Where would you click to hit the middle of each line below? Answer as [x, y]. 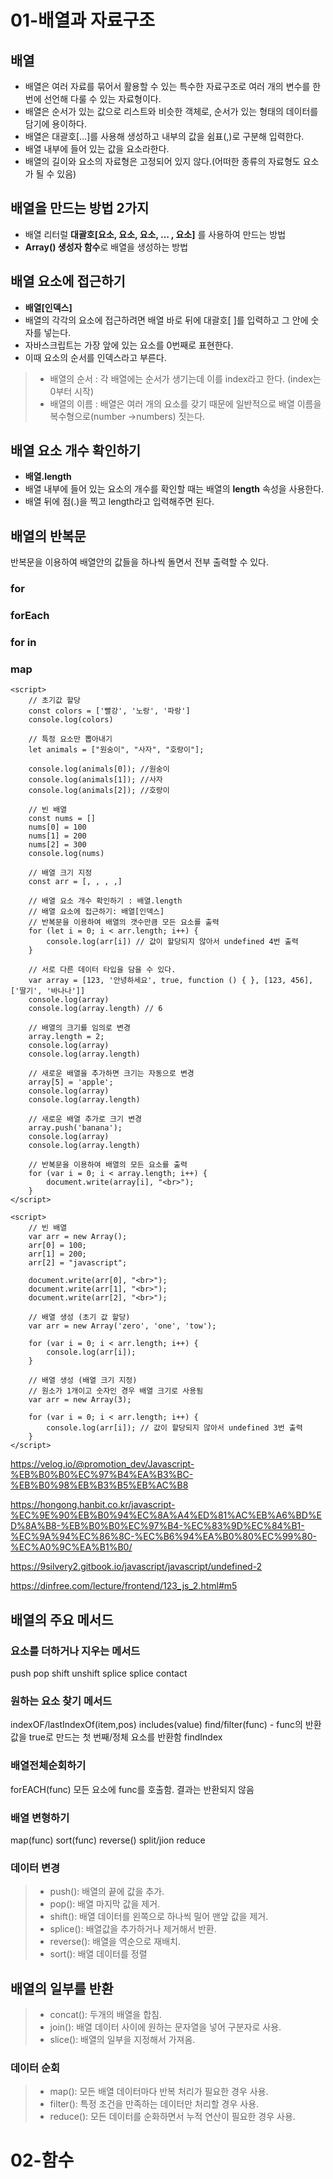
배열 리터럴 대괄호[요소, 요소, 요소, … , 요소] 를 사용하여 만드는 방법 [155, 234]
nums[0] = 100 [57, 827]
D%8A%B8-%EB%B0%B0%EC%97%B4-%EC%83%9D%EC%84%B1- [157, 1526]
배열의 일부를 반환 [62, 1988]
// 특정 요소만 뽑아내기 [70, 739]
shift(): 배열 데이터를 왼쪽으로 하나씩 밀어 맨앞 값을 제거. [159, 1917]
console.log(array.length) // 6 [95, 1009]
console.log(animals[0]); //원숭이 [99, 769]
